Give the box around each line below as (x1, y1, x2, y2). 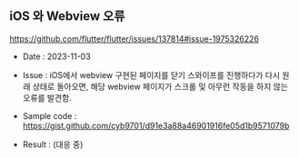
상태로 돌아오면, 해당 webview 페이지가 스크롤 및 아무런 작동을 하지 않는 (32, 81, 289, 92)
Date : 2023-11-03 (22, 51, 91, 62)
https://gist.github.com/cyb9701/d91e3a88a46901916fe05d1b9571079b (22, 120, 290, 131)
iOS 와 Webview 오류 (9, 8, 125, 25)
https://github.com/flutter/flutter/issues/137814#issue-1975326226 (9, 33, 259, 44)
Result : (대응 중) (22, 139, 84, 150)
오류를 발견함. (22, 92, 73, 103)
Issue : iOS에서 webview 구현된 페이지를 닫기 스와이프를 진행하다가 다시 (22, 69, 280, 80)
